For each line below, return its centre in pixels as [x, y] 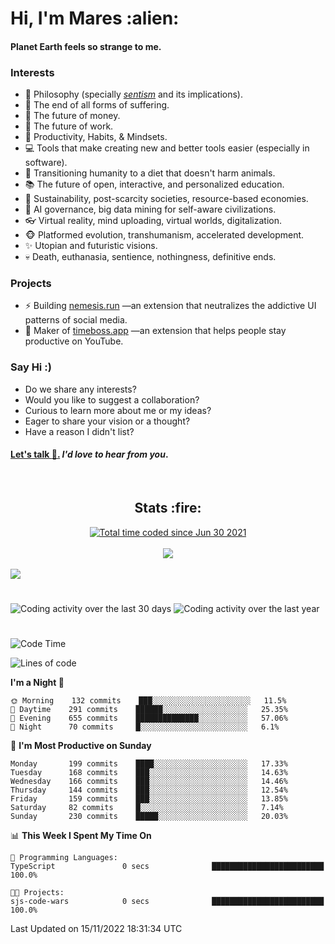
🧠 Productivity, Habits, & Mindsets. [96, 137]
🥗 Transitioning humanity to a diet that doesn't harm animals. [150, 173]
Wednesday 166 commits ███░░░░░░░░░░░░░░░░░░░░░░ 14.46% [149, 782]
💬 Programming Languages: [64, 858]
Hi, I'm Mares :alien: [95, 18]
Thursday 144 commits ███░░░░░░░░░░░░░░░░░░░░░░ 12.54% [149, 790]
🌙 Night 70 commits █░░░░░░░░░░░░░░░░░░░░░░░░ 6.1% [145, 727]
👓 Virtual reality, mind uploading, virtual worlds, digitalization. [153, 221]
